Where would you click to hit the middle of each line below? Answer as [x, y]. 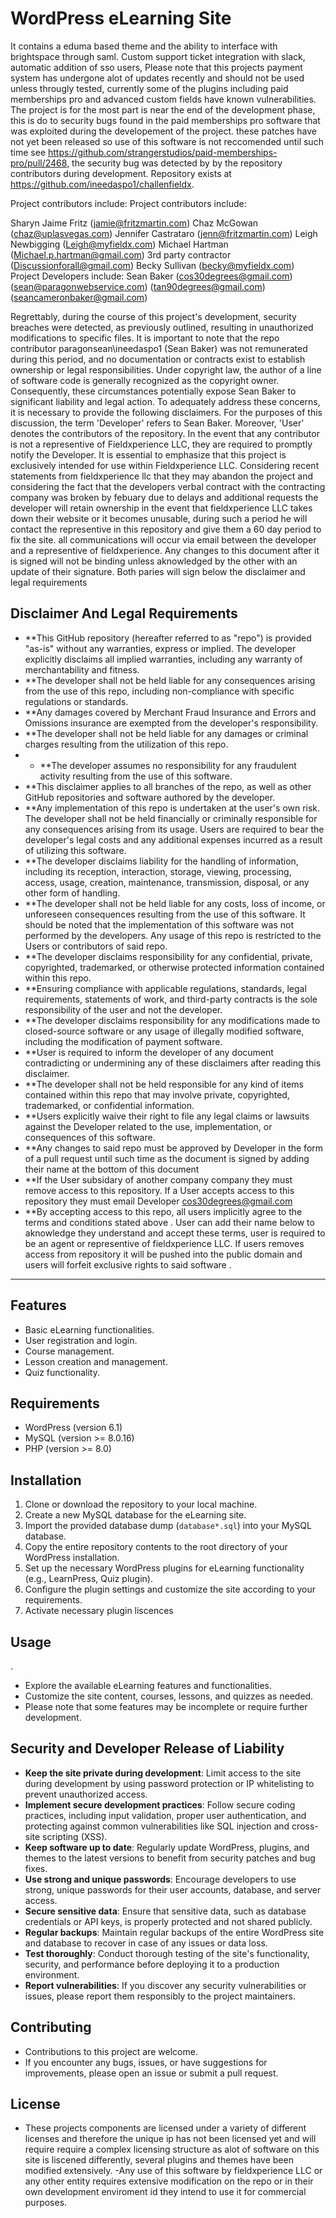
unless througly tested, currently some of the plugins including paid [149, 88]
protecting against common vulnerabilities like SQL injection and [157, 1826]
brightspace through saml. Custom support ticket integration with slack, [158, 56]
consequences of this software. [90, 1137]
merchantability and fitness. [82, 669]
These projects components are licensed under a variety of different [165, 2128]
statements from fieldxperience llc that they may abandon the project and [162, 476]
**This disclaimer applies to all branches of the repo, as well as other [168, 786]
